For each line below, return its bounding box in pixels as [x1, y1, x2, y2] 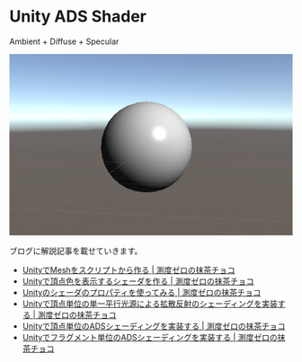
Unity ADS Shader [9, 6, 147, 27]
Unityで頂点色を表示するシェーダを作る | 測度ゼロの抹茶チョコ [22, 276, 254, 287]
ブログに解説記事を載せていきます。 [9, 245, 143, 256]
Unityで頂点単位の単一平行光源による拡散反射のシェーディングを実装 [22, 298, 279, 309]
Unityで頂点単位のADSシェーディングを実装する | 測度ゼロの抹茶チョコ [22, 321, 286, 331]
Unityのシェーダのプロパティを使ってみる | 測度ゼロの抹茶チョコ [22, 287, 262, 297]
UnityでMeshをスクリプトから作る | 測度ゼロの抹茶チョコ [22, 264, 235, 275]
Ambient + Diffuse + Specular [9, 36, 120, 47]
